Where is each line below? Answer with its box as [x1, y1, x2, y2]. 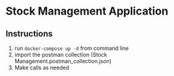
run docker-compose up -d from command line [14, 44, 129, 52]
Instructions [5, 29, 53, 39]
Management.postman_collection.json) [14, 58, 112, 64]
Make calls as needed [14, 64, 69, 71]
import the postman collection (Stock [14, 51, 107, 58]
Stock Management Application [5, 4, 169, 18]
